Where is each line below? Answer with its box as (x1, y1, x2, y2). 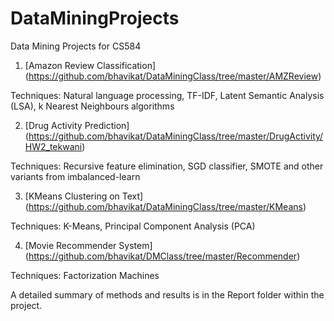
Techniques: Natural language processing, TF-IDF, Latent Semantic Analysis (10, 89, 325, 101)
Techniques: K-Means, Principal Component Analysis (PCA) (10, 220, 256, 232)
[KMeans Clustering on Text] (24, 190, 144, 202)
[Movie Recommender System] (24, 239, 153, 251)
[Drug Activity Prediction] (24, 119, 130, 131)
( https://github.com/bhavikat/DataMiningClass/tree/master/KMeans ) (24, 200, 307, 212)
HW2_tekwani (24, 140, 83, 152)
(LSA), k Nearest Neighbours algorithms (10, 100, 175, 112)
